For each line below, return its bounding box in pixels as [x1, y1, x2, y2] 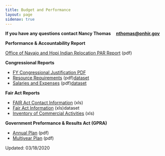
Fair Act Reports [5, 90, 40, 96]
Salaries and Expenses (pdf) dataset [12, 80, 87, 86]
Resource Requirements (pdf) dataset [12, 75, 90, 81]
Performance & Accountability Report [5, 40, 86, 46]
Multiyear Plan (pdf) [12, 135, 54, 141]
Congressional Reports [5, 60, 54, 66]
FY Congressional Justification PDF [12, 69, 87, 75]
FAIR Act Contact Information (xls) [12, 100, 84, 106]
